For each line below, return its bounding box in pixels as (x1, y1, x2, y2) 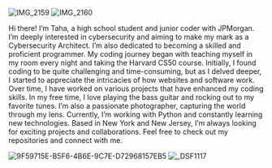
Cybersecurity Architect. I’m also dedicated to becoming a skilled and (8, 41, 241, 50)
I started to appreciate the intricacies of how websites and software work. (8, 75, 256, 84)
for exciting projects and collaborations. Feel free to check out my (8, 127, 229, 136)
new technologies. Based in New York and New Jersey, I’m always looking (8, 118, 257, 127)
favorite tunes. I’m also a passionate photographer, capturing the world (8, 101, 246, 110)
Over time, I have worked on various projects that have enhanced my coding (8, 84, 264, 93)
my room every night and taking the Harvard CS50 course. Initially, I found (8, 58, 257, 67)
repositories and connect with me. (8, 136, 123, 145)
